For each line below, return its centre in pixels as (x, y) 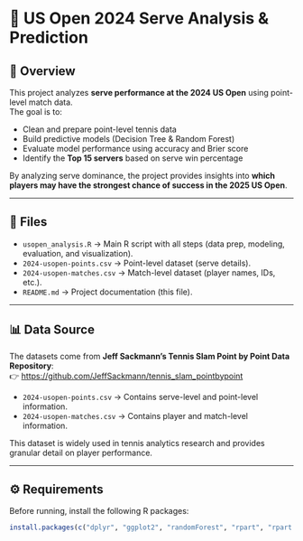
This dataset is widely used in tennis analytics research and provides (137, 443)
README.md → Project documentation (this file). (107, 292)
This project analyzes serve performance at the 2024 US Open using (139, 93)
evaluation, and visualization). (78, 253)
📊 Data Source (52, 330)
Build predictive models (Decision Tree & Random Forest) (129, 139)
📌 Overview (42, 71)
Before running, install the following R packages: (99, 511)
